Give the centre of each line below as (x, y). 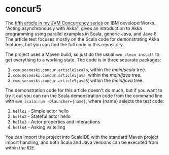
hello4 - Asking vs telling (39, 127)
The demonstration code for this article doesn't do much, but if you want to (84, 90)
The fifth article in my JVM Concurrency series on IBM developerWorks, (80, 23)
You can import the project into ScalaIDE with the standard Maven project (82, 137)
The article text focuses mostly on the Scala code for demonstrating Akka (82, 39)
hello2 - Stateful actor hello (42, 116)
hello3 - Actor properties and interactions (56, 121)
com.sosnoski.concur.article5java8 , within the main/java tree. (78, 80)
